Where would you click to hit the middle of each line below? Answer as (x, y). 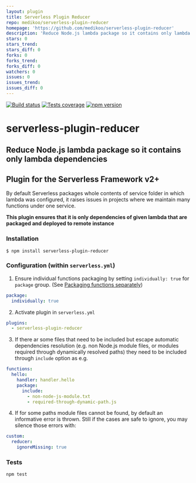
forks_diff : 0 (23, 66)
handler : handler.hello (46, 380)
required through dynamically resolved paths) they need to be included (100, 352)
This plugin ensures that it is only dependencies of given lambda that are (97, 217)
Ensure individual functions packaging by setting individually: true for (102, 278)
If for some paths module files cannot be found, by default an (89, 413)
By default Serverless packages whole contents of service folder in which (95, 193)
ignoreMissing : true (42, 447)
